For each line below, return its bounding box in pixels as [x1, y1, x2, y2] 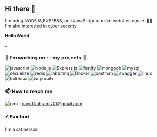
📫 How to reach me [5, 88, 52, 95]
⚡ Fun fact [5, 113, 30, 120]
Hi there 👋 [5, 5, 35, 13]
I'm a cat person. [5, 126, 39, 132]
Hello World [5, 32, 30, 38]
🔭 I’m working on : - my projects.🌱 [5, 54, 87, 61]
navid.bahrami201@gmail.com [21, 101, 83, 107]
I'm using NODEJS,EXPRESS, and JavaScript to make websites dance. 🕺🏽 [5, 18, 153, 23]
